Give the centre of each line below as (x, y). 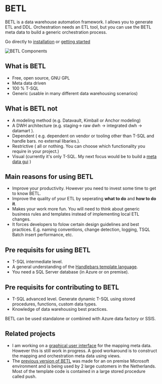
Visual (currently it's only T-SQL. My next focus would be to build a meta (84, 156)
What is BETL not (31, 109)
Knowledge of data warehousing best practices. (60, 309)
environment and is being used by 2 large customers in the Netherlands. (84, 366)
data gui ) (22, 161)
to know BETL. (26, 193)
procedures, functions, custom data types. (54, 304)
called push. (24, 376)
